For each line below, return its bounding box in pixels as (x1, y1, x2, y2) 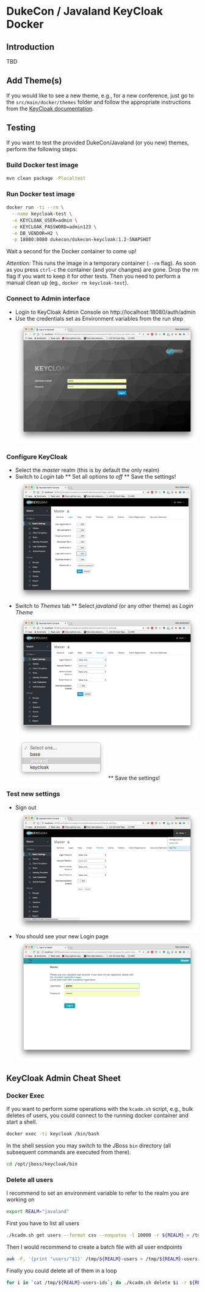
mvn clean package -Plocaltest (6, 175, 86, 181)
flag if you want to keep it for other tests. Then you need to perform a (6, 272, 181, 280)
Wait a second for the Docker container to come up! (6, 248, 137, 255)
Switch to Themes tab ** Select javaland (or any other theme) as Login (15, 602, 194, 610)
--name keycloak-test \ (12, 211, 72, 217)
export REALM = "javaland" (6, 1209, 70, 1215)
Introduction (6, 42, 55, 52)
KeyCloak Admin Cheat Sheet (6, 1073, 121, 1083)
